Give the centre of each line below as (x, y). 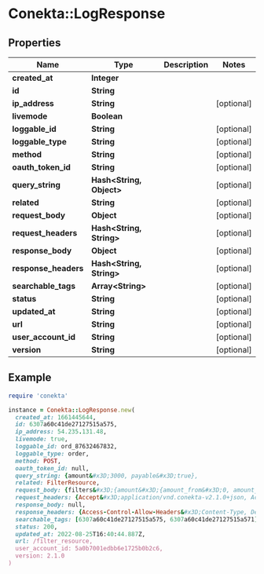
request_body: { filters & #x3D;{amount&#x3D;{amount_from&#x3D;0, (123, 490)
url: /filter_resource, (54, 541)
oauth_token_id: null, (52, 468)
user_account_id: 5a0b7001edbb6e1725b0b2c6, (89, 549)
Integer (105, 78)
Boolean (107, 116)
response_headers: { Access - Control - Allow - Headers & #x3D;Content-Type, (131, 512)
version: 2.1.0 (40, 556)
